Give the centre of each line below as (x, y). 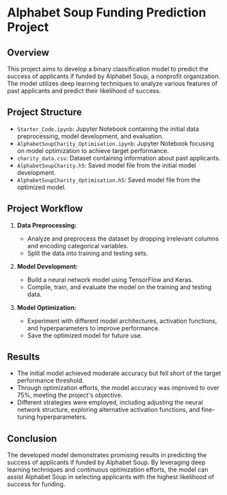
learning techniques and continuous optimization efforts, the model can (108, 470)
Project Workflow (45, 209)
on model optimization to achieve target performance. (93, 150)
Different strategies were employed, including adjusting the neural (110, 402)
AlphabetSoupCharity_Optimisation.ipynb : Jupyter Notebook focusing (115, 143)
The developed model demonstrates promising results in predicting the (107, 455)
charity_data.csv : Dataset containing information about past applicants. (119, 158)
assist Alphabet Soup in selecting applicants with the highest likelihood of (110, 477)
